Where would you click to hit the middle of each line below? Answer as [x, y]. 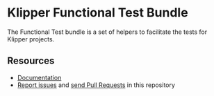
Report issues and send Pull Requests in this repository [96, 85]
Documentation [39, 77]
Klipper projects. [31, 39]
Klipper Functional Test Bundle [98, 13]
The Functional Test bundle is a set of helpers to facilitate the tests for [107, 32]
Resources [31, 61]
